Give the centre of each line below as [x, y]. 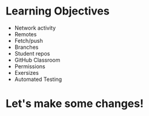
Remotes [25, 34]
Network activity [35, 28]
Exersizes [26, 72]
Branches [26, 47]
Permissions [30, 66]
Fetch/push [28, 40]
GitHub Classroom [37, 60]
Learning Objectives [58, 11]
